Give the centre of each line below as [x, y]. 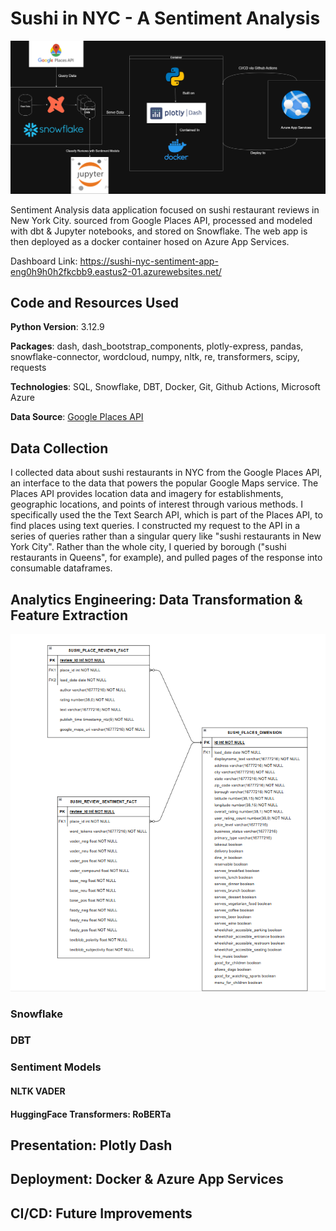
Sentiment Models [56, 1067]
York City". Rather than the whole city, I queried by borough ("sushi [148, 547]
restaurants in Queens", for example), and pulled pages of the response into [166, 558]
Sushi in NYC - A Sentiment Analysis [165, 18]
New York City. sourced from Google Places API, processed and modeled [161, 220]
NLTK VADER [38, 1091]
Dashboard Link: [44, 261]
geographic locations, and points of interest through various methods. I [156, 504]
